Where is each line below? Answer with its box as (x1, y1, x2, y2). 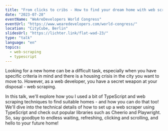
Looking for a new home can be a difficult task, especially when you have (5, 68, 156, 74)
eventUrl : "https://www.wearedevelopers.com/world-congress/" (5, 21, 137, 27)
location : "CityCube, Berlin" (5, 26, 68, 31)
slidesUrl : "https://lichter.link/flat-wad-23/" (5, 31, 108, 36)
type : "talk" (5, 36, 32, 41)
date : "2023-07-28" (5, 12, 46, 17)
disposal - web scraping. (5, 84, 56, 90)
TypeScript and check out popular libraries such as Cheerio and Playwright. (5, 109, 161, 115)
